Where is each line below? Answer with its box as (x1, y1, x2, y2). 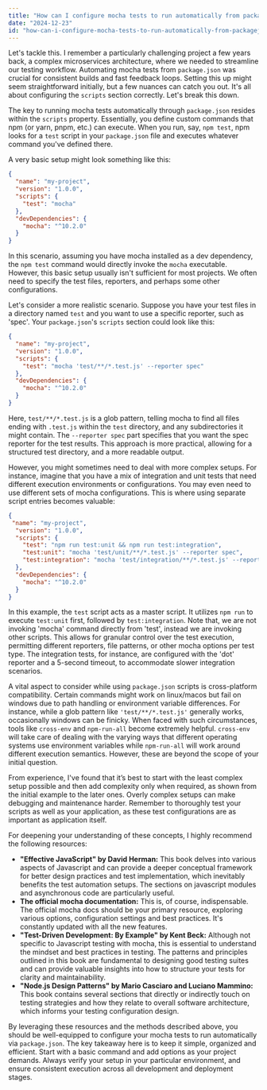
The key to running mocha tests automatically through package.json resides (8, 106, 256, 115)
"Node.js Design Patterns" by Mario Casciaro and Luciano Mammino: (19, 981, 253, 991)
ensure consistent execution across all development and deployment (8, 1064, 234, 1073)
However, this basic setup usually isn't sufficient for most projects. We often (8, 268, 257, 278)
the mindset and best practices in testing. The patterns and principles (19, 947, 248, 957)
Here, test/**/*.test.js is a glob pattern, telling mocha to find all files (8, 413, 240, 423)
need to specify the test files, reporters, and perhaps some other (8, 276, 220, 286)
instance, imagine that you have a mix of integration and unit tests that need (8, 470, 257, 481)
